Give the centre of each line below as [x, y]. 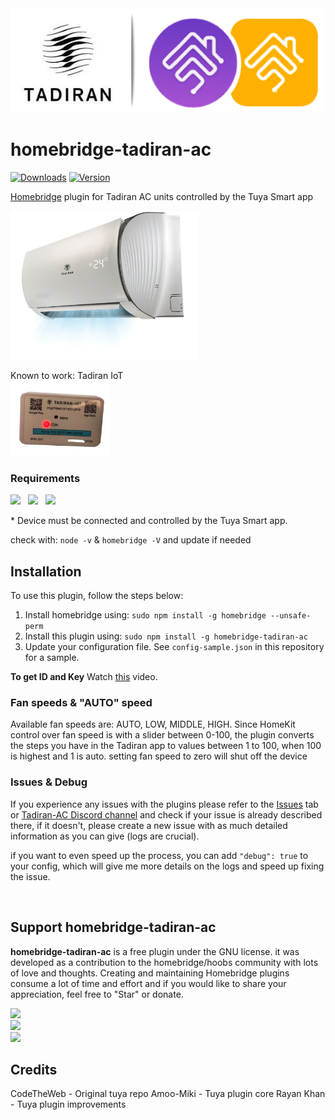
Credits [34, 1069]
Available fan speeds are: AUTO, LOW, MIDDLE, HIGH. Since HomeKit [153, 724]
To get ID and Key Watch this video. [84, 677]
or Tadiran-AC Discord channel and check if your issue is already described [166, 814]
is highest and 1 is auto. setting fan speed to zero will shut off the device [159, 756]
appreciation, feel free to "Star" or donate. [97, 994]
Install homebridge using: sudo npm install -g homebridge [145, 615]
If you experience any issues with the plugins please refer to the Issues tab [164, 804]
